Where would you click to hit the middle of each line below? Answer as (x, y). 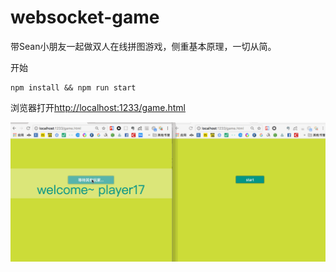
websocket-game (85, 17)
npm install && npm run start (73, 87)
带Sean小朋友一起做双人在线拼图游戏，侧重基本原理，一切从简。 (143, 46)
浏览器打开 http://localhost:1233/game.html (98, 107)
